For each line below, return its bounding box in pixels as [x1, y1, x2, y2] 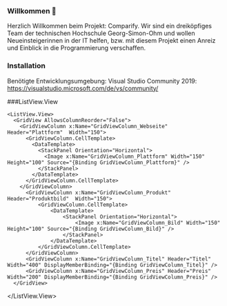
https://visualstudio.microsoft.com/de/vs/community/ [7, 84, 159, 92]
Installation [7, 61, 46, 71]
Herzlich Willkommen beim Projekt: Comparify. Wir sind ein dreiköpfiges [7, 22, 213, 30]
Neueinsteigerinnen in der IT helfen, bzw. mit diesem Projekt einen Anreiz [7, 37, 216, 45]
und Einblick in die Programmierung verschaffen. [7, 44, 146, 52]
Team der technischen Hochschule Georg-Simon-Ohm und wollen [7, 29, 195, 37]
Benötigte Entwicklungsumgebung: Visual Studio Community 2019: [7, 76, 197, 85]
